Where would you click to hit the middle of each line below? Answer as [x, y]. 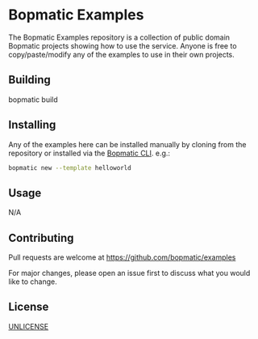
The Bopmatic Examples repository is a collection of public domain [119, 37]
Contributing [41, 237]
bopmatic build [33, 100]
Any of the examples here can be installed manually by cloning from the [127, 144]
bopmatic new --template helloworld [70, 167]
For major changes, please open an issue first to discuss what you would [129, 273]
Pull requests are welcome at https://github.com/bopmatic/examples [122, 257]
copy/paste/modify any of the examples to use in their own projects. [122, 54]
